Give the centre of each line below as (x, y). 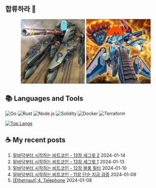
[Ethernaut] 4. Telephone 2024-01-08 (52, 180)
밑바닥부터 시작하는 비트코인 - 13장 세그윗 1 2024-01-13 (69, 162)
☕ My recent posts (35, 140)
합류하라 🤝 (21, 9)
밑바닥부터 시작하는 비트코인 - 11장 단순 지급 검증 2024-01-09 (74, 175)
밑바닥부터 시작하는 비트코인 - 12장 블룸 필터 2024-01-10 (70, 168)
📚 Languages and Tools (44, 99)
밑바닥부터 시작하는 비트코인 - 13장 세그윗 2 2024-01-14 (69, 155)
